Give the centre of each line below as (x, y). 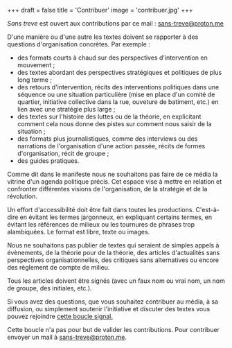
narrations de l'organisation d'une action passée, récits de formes (111, 146)
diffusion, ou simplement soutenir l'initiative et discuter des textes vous (109, 309)
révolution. (23, 196)
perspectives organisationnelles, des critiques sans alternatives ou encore (113, 260)
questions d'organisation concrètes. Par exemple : (79, 44)
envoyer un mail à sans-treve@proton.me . (67, 337)
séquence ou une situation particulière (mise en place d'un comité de (116, 94)
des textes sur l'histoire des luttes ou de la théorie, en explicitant (109, 116)
